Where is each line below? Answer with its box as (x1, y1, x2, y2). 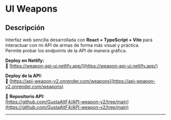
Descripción (5, 23, 45, 32)
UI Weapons (5, 3, 58, 15)
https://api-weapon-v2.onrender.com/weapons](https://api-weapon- (11, 78, 156, 84)
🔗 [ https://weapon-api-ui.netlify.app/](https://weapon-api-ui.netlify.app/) (5, 63, 158, 69)
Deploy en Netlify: (5, 57, 44, 64)
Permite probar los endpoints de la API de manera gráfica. (5, 48, 127, 53)
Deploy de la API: (5, 73, 42, 79)
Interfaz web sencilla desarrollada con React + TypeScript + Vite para (5, 37, 153, 43)
